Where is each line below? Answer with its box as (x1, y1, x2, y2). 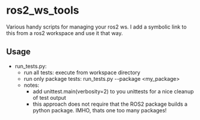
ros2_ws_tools (6, 4, 79, 17)
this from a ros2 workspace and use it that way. (6, 29, 124, 36)
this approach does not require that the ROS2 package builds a (32, 100, 188, 108)
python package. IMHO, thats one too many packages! (32, 106, 167, 113)
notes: (23, 81, 40, 89)
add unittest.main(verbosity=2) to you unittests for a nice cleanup (32, 87, 194, 95)
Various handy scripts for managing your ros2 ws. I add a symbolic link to (6, 23, 187, 30)
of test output (32, 94, 67, 101)
